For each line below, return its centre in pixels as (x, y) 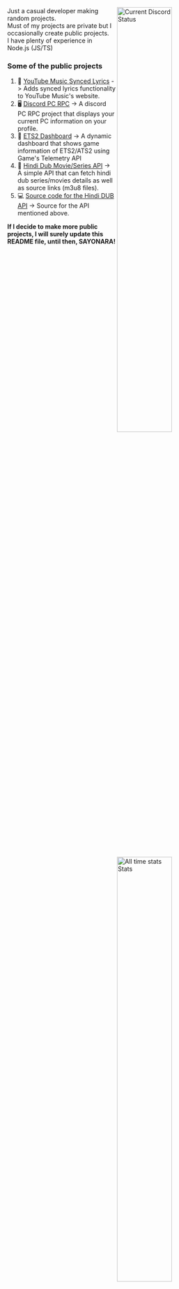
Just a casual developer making (53, 11)
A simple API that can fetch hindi (64, 173)
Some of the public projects (55, 66)
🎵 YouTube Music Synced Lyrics (63, 81)
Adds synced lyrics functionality (70, 89)
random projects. (32, 18)
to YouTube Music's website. (59, 96)
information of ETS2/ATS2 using (63, 151)
